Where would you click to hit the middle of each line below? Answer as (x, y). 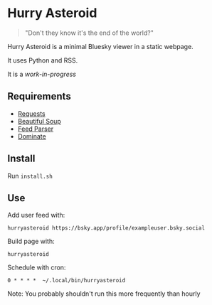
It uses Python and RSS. (43, 60)
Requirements (39, 96)
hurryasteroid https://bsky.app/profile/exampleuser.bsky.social (106, 228)
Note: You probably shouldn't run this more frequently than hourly (104, 294)
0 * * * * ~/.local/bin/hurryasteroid (67, 281)
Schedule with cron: (37, 267)
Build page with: (31, 241)
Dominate (32, 136)
